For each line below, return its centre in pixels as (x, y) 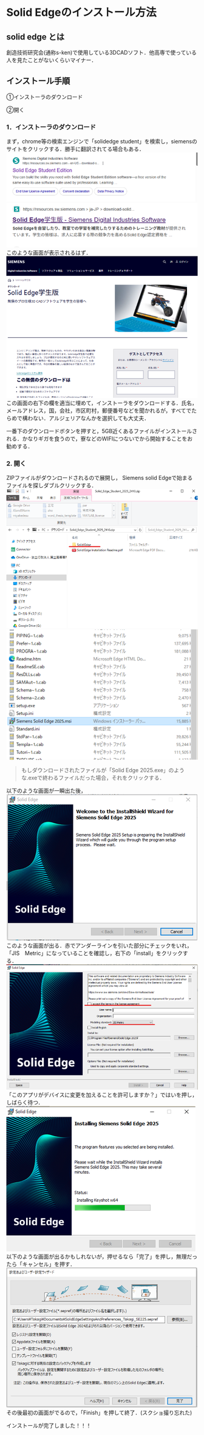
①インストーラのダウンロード (45, 97)
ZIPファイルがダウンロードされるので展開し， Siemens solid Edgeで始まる (100, 478)
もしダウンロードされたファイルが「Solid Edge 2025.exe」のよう (103, 770)
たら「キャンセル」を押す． (41, 1264)
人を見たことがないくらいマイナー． (52, 60)
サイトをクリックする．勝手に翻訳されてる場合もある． (75, 149)
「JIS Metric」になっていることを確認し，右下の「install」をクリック (95, 953)
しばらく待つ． (25, 1102)
